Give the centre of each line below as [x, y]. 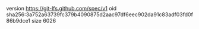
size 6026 [44, 21]
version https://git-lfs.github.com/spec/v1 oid [61, 8]
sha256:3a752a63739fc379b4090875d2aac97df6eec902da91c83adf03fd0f [99, 14]
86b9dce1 [18, 21]
